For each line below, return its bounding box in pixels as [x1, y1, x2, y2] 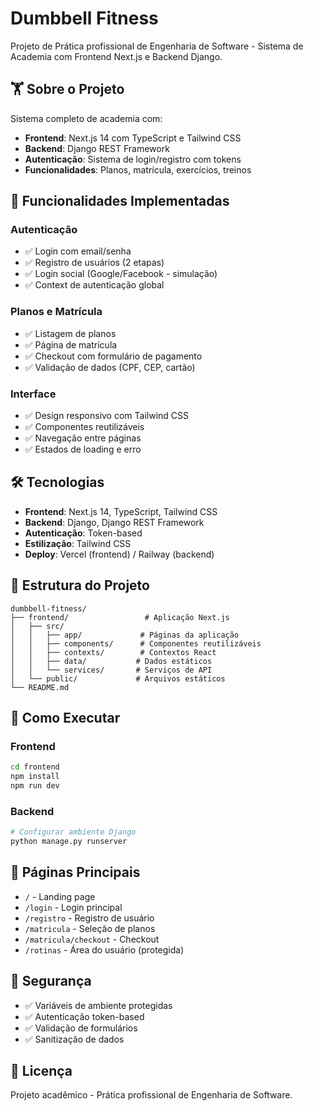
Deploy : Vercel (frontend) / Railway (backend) [24, 548, 215, 560]
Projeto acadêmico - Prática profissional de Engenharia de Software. [10, 1089, 293, 1101]
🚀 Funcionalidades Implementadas [10, 193, 230, 210]
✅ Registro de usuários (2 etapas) [24, 257, 165, 269]
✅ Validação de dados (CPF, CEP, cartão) [24, 361, 196, 373]
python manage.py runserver [10, 837, 128, 847]
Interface [10, 387, 57, 401]
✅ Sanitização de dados [24, 1033, 125, 1045]
